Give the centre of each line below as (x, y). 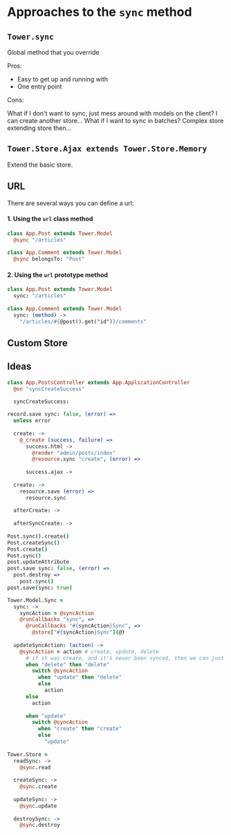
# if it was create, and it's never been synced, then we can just (125, 658)
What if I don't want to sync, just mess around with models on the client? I (112, 113)
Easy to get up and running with (63, 79)
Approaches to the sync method (100, 12)
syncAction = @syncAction (57, 613)
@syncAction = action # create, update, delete (89, 651)
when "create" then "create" (80, 729)
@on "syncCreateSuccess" (49, 389)
